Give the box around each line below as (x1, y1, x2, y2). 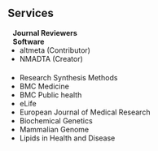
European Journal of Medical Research (19, 107, 151, 117)
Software (12, 37, 45, 46)
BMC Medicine (19, 81, 70, 91)
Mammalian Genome (19, 124, 90, 134)
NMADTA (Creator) (19, 54, 83, 63)
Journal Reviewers (12, 28, 78, 37)
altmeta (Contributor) (19, 45, 91, 55)
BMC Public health (19, 89, 82, 100)
